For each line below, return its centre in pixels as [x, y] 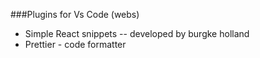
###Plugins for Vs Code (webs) [75, 14]
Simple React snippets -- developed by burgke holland [137, 33]
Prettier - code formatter [75, 44]
